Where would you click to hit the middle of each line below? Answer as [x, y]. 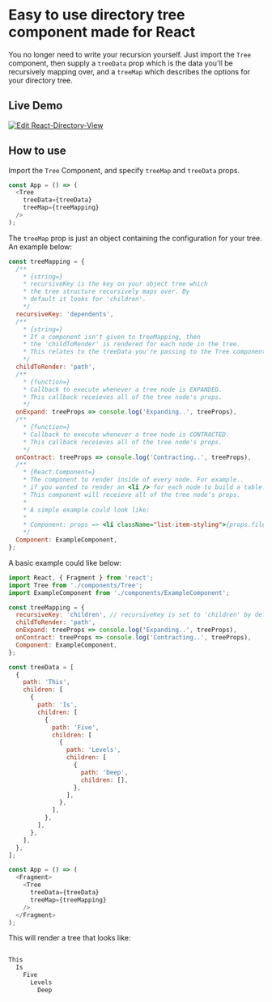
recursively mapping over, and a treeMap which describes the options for [130, 71]
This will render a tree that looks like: [70, 938]
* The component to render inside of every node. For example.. [134, 480]
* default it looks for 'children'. [85, 299]
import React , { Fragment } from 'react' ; [81, 577]
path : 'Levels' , [93, 750]
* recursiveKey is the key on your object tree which [115, 284]
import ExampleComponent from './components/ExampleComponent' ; [119, 592]
